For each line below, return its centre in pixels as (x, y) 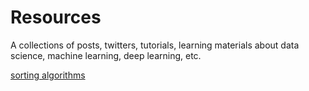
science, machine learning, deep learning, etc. (106, 55)
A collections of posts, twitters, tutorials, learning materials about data (155, 45)
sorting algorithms (48, 75)
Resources (56, 17)
